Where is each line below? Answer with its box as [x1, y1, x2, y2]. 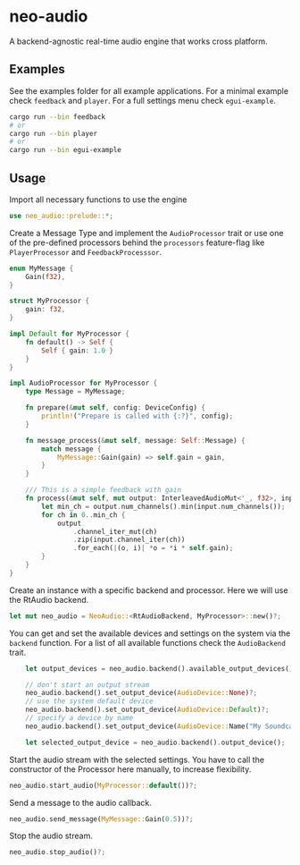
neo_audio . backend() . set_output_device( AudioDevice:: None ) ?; [25, 689, 257, 698]
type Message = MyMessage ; [25, 387, 126, 396]
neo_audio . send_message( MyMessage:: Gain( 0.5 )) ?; [9, 814, 194, 824]
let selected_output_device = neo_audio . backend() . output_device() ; [25, 738, 286, 747]
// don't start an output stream [25, 680, 150, 690]
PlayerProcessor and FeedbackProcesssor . [9, 246, 162, 257]
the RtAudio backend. [9, 594, 89, 605]
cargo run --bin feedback [9, 112, 105, 122]
